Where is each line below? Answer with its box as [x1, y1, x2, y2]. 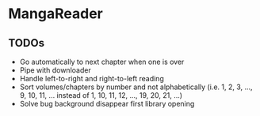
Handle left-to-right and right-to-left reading [19, 74, 164, 83]
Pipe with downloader [19, 65, 91, 75]
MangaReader [8, 5, 103, 23]
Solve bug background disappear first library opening [19, 99, 195, 108]
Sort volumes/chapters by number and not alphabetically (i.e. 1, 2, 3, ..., [19, 82, 253, 92]
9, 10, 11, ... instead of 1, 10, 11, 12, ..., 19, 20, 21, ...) [19, 91, 183, 99]
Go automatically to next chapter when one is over [19, 57, 185, 66]
